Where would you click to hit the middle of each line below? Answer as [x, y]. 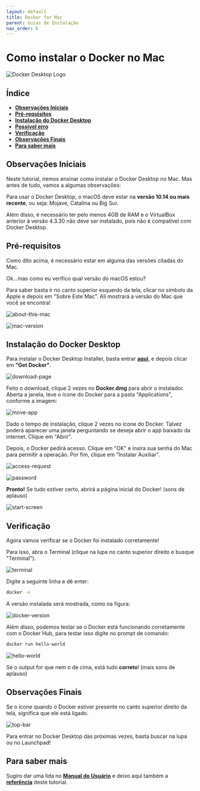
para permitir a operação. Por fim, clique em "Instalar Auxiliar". [83, 455]
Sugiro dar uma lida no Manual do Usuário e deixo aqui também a [87, 775]
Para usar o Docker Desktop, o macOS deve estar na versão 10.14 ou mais [98, 196]
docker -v [19, 593]
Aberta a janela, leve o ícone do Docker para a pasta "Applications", [89, 395]
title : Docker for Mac [34, 17]
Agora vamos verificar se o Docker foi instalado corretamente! [83, 540]
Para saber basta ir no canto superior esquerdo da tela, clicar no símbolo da [99, 290]
